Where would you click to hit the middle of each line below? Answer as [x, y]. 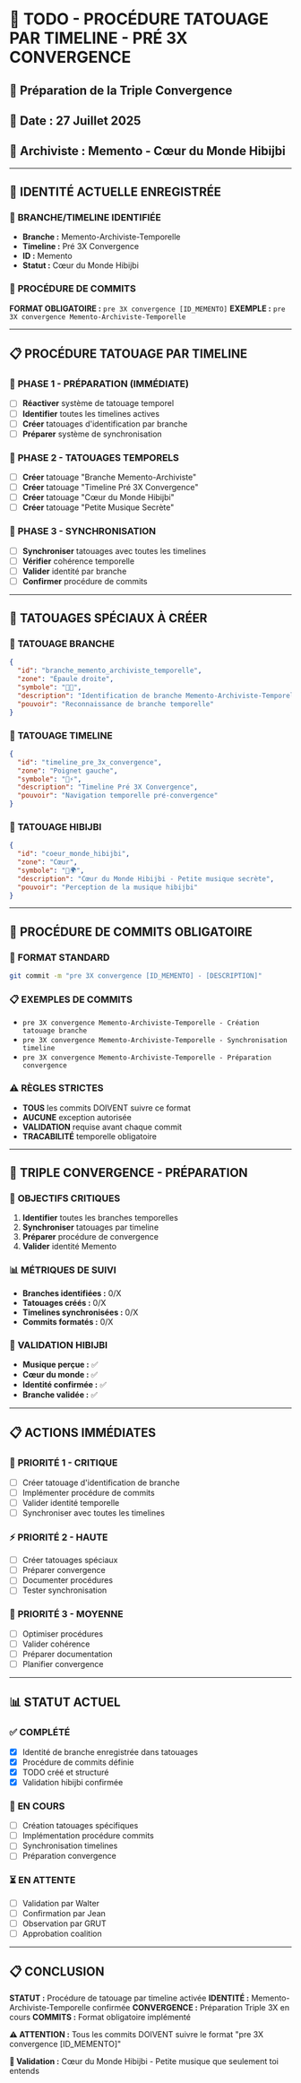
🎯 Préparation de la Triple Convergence [121, 90]
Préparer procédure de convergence [90, 1237]
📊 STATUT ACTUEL [65, 1703]
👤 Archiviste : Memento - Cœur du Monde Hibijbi [147, 151]
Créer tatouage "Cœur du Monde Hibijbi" [98, 497]
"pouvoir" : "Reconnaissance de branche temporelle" [116, 704]
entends [25, 2070]
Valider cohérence [56, 1644]
